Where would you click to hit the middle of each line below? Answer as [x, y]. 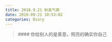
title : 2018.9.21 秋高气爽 [32, 10]
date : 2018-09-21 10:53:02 [34, 15]
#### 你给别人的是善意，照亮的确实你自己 [62, 34]
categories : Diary [25, 19]
